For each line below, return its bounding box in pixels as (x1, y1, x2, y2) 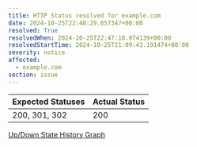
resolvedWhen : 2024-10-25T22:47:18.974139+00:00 (8, 33, 172, 42)
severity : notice (8, 48, 66, 56)
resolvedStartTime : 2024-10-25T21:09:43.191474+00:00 (8, 41, 190, 49)
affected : (8, 56, 41, 64)
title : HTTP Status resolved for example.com (8, 11, 161, 20)
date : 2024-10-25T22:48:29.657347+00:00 (8, 19, 144, 27)
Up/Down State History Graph (8, 130, 105, 139)
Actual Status (92, 96, 145, 107)
